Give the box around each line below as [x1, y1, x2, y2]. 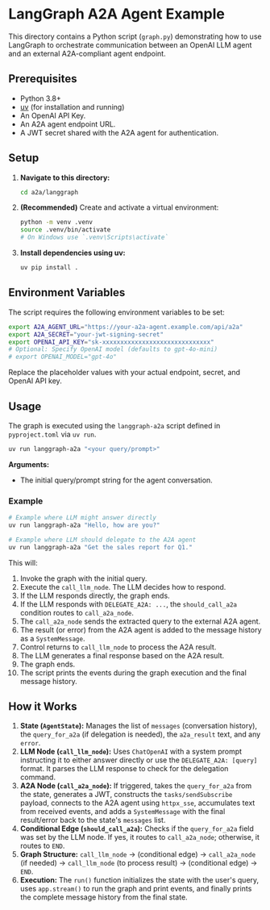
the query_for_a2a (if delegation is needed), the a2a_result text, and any [19, 729, 261, 739]
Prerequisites [8, 72, 77, 86]
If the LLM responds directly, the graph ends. [19, 591, 171, 600]
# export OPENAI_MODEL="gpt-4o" [8, 353, 117, 361]
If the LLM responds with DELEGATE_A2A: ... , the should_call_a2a [19, 599, 238, 609]
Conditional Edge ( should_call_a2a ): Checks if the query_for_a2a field [19, 824, 254, 833]
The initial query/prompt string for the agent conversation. [19, 475, 214, 485]
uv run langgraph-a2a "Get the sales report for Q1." [8, 543, 193, 551]
